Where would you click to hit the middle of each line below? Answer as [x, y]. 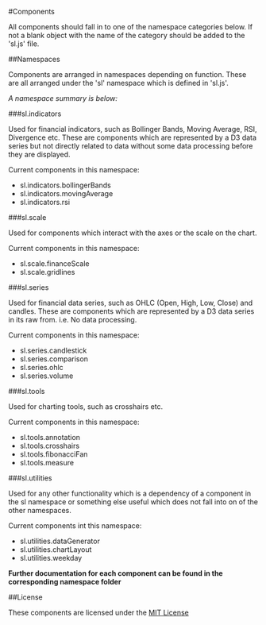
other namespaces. [40, 510]
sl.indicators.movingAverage [66, 193]
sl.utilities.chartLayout [56, 550]
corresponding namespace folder [65, 582]
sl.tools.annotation [50, 437]
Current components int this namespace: [75, 526]
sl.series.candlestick [53, 350]
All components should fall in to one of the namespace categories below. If [130, 27]
